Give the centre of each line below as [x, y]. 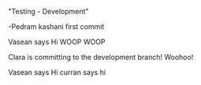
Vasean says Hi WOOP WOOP [57, 42]
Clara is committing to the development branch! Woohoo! [101, 57]
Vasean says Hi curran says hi [57, 72]
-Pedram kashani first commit [56, 26]
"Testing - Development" [48, 11]
